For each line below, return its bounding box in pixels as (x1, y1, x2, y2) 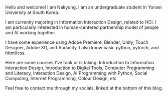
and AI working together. (5, 30, 56, 35)
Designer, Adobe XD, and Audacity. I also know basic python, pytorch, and (5, 45, 159, 50)
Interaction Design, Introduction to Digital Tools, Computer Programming (5, 65, 154, 71)
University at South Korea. (5, 9, 59, 15)
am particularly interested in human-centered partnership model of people (5, 24, 159, 30)
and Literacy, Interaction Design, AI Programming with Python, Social (5, 70, 148, 76)
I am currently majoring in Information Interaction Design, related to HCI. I (5, 19, 157, 25)
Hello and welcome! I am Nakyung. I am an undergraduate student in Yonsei (5, 4, 162, 10)
